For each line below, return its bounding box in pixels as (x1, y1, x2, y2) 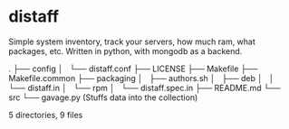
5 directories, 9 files (8, 109, 83, 120)
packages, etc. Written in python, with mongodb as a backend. (8, 45, 243, 56)
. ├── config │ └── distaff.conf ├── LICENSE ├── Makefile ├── (8, 63, 258, 74)
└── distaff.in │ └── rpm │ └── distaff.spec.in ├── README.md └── (8, 82, 282, 93)
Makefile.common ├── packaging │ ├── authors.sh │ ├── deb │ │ (8, 72, 275, 83)
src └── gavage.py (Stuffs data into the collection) (8, 92, 198, 103)
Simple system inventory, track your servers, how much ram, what (8, 36, 255, 47)
